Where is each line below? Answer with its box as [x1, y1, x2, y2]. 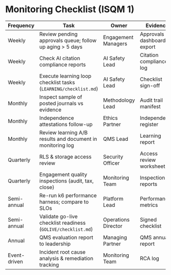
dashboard [139, 37, 166, 44]
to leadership [39, 240, 71, 247]
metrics [139, 201, 158, 208]
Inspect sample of [39, 93, 82, 100]
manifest [139, 103, 161, 110]
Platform [103, 195, 124, 202]
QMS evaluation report [39, 234, 93, 241]
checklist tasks [39, 79, 75, 86]
